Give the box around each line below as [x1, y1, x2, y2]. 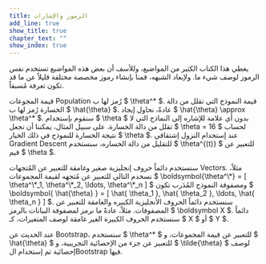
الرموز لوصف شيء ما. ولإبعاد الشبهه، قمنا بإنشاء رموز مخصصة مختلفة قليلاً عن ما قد [9, 72, 260, 82]
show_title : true [9, 26, 67, 35]
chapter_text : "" [9, 34, 67, 43]
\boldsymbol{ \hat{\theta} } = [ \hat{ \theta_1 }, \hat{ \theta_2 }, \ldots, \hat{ [9, 189, 255, 198]
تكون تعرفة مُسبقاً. [9, 81, 65, 91]
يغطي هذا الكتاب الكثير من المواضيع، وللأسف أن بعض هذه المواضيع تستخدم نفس [9, 63, 249, 73]
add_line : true [9, 19, 60, 27]
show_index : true [9, 42, 67, 50]
